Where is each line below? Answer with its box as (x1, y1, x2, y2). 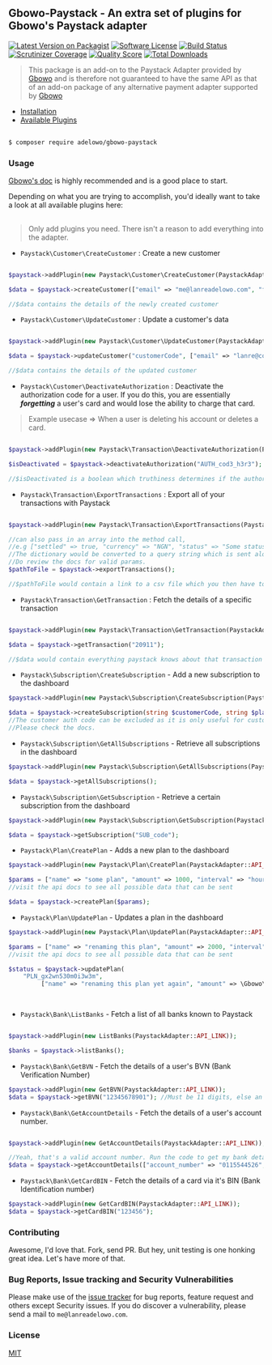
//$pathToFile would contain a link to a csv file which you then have (8, 580, 255, 588)
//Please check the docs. (8, 724, 96, 732)
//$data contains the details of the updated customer (8, 367, 198, 375)
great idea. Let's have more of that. (8, 1254, 125, 1264)
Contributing (8, 1227, 60, 1238)
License (8, 1329, 40, 1341)
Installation (19, 106, 57, 116)
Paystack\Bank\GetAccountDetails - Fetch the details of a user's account (19, 1108, 262, 1117)
